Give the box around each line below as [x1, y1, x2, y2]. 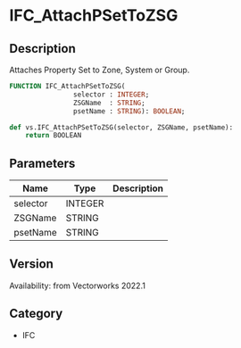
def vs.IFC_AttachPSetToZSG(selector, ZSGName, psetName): [9, 122, 234, 132]
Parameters [9, 155, 76, 170]
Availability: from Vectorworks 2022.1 [9, 280, 145, 291]
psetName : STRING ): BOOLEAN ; [72, 106, 186, 116]
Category [9, 306, 63, 321]
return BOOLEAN [25, 131, 82, 140]
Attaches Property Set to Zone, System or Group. [9, 64, 190, 75]
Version [9, 256, 54, 272]
